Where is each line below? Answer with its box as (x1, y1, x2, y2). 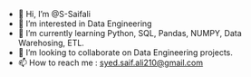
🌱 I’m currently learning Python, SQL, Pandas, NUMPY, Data (17, 28, 242, 38)
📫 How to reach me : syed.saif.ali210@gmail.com (17, 57, 204, 68)
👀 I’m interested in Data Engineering (17, 18, 152, 29)
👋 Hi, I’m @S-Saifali (17, 9, 91, 19)
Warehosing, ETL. (17, 37, 84, 48)
